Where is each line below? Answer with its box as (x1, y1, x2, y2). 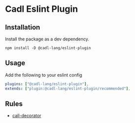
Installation (5, 23, 40, 31)
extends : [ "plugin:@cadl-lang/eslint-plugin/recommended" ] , (5, 86, 131, 91)
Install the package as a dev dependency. (5, 36, 89, 42)
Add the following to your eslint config (5, 72, 82, 78)
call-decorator (12, 113, 42, 119)
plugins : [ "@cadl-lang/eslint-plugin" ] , (5, 81, 89, 87)
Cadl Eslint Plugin (5, 3, 78, 15)
